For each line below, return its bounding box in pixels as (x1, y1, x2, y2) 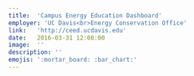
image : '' (8, 41, 45, 49)
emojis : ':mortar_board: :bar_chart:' (8, 56, 137, 64)
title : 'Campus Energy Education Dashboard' (8, 11, 162, 20)
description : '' (8, 48, 62, 56)
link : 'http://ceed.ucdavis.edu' (8, 26, 127, 34)
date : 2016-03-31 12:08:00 (8, 33, 105, 42)
